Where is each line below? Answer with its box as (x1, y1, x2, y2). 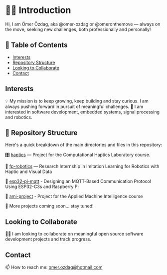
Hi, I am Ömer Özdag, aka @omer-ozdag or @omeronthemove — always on (5, 21, 161, 27)
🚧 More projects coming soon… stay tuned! (5, 203, 94, 209)
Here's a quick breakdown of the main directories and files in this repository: (5, 142, 163, 148)
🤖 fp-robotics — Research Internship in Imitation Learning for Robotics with (5, 163, 160, 169)
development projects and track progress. (5, 236, 91, 242)
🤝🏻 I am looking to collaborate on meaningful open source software (5, 231, 144, 237)
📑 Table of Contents (5, 41, 68, 49)
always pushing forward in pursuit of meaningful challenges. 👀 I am (5, 103, 144, 109)
